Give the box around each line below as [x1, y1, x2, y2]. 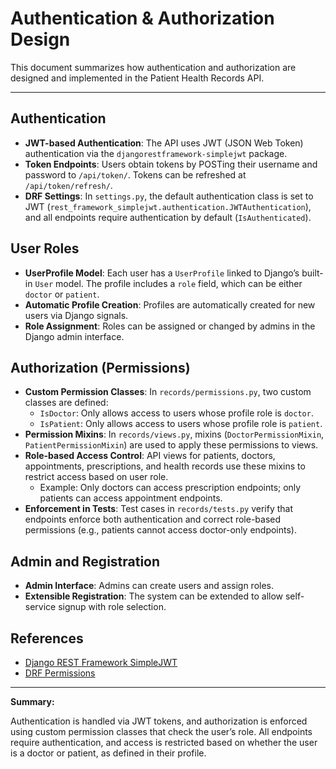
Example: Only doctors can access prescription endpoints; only [39, 482, 302, 494]
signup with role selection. [58, 601, 167, 613]
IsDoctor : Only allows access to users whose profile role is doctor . [39, 407, 314, 419]
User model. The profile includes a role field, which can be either [34, 277, 303, 289]
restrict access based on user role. [24, 471, 169, 483]
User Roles [10, 240, 80, 257]
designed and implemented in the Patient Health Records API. [10, 72, 265, 84]
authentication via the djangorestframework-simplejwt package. [24, 147, 288, 159]
